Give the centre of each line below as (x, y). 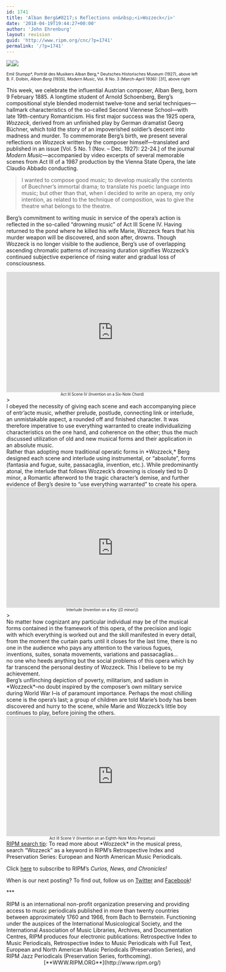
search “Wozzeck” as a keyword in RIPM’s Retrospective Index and (90, 850)
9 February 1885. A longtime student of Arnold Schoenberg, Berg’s (90, 97)
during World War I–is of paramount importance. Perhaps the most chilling (99, 693)
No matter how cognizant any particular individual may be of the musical (97, 622)
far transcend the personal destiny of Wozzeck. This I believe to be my (95, 667)
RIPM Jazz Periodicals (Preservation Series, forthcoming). (79, 956)
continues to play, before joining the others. (61, 712)
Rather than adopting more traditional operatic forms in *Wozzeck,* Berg (98, 451)
